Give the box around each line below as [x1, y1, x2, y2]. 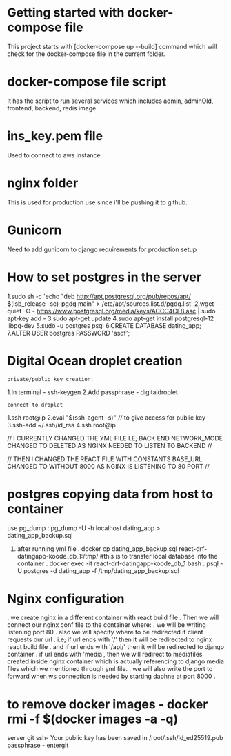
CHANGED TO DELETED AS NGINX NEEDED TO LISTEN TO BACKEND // [7, 441, 212, 449]
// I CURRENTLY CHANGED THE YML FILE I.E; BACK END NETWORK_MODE [7, 434, 223, 443]
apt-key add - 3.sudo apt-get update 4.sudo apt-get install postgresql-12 [7, 314, 214, 322]
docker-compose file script [7, 74, 167, 90]
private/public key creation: [7, 376, 94, 382]
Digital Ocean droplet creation [7, 353, 183, 369]
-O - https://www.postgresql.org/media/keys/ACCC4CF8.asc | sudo [23, 307, 216, 315]
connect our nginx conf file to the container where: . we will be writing [7, 621, 207, 629]
